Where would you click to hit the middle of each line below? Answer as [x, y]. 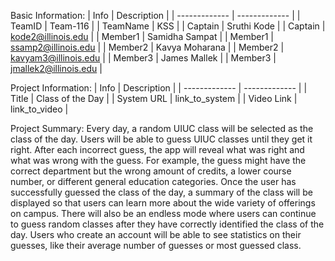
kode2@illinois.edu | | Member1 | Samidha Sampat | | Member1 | [142, 36]
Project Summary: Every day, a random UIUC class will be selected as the [162, 128]
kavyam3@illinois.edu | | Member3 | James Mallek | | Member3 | [143, 58]
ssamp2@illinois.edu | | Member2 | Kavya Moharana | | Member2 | [147, 47]
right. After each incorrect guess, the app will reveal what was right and [157, 149]
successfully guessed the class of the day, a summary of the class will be [161, 192]
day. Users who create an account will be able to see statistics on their [156, 234]
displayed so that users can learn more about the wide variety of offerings [163, 203]
